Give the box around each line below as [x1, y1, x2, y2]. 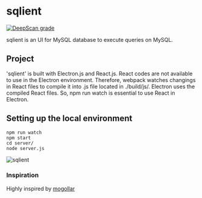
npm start [6, 135, 32, 141]
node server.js [6, 145, 45, 151]
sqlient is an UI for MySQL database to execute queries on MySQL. [6, 36, 173, 43]
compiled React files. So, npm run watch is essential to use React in [6, 89, 175, 97]
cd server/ [6, 140, 34, 146]
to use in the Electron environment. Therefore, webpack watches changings [6, 76, 196, 83]
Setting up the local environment [6, 114, 132, 124]
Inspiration [6, 171, 39, 180]
